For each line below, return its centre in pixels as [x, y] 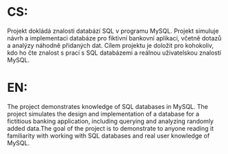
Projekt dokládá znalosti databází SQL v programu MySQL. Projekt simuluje [113, 31]
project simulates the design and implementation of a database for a [103, 114]
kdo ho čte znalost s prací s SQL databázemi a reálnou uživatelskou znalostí [114, 53]
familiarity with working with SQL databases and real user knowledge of [109, 136]
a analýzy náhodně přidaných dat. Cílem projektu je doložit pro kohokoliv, [111, 45]
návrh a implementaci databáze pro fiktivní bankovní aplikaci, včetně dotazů [114, 38]
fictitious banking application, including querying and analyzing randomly [111, 121]
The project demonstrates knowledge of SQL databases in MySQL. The [108, 106]
